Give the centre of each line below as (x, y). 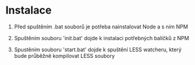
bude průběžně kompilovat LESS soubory (65, 56)
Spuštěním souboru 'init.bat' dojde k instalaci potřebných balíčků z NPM (102, 38)
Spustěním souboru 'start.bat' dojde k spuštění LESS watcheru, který (98, 49)
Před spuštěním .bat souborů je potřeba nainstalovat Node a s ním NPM (101, 27)
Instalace (29, 10)
